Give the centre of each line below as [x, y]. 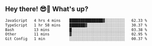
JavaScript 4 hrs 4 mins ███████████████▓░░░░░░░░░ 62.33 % [76, 20]
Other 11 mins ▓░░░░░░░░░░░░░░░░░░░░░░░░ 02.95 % [76, 34]
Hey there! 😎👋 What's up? [47, 9]
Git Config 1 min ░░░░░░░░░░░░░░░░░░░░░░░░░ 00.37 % [76, 39]
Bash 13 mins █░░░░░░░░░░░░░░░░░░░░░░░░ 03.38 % [76, 30]
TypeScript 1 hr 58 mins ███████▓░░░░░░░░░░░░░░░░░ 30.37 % [76, 25]
